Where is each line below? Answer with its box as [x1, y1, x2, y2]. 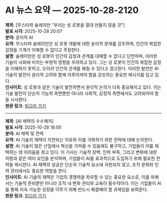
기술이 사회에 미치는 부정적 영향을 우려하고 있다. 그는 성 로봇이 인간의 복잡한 [5, 59, 153, 65]
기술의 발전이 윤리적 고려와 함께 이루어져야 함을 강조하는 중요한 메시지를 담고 [5, 72, 154, 78]
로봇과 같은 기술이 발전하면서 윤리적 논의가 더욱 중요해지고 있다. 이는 [29, 84, 162, 90]
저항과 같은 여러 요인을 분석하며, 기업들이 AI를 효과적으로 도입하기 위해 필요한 [5, 155, 155, 161]
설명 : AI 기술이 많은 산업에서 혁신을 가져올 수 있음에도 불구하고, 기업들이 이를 [5, 143, 154, 149]
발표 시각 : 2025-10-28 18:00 [5, 124, 62, 130]
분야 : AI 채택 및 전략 [5, 130, 44, 136]
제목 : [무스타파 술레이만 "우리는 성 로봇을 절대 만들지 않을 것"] [5, 22, 125, 28]
